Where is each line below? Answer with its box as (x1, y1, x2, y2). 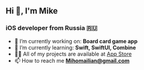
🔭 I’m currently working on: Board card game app (14, 37, 138, 45)
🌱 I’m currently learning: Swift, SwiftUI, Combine (14, 44, 136, 51)
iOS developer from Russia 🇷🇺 (5, 24, 98, 32)
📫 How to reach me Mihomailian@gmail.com (14, 57, 130, 64)
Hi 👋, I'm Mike (5, 6, 58, 16)
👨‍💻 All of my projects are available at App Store (14, 50, 132, 57)
